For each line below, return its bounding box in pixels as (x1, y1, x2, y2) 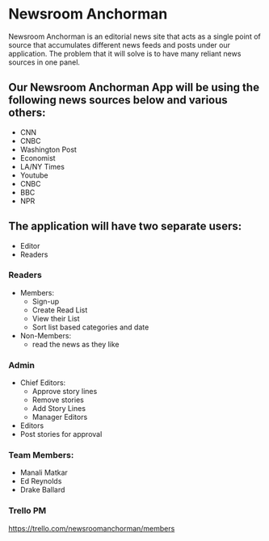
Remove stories (32, 395, 85, 405)
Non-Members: (19, 330, 71, 340)
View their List (32, 313, 80, 323)
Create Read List (32, 304, 88, 315)
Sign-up (32, 296, 60, 306)
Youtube (19, 170, 48, 180)
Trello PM (8, 505, 47, 517)
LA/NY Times (19, 161, 65, 171)
